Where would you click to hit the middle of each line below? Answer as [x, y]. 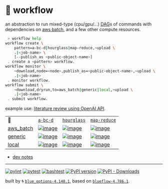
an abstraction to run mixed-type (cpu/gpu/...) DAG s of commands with [78, 24]
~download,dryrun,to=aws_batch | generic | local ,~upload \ [74, 89]
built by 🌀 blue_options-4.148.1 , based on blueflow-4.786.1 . [67, 181]
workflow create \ [24, 43]
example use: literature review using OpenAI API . [55, 108]
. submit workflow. [28, 99]
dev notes [23, 157]
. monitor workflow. [29, 80]
